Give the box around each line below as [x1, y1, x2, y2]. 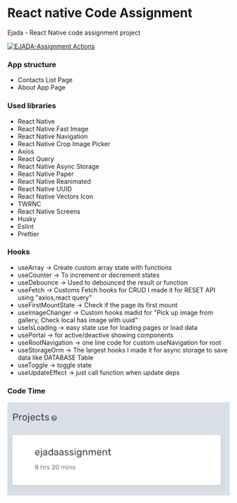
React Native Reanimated [17, 177, 92, 185]
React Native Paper [17, 170, 74, 178]
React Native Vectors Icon [17, 192, 94, 201]
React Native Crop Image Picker [17, 139, 111, 148]
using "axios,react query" [17, 293, 92, 302]
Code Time [7, 386, 46, 396]
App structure [7, 59, 56, 69]
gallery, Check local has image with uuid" [17, 316, 138, 324]
